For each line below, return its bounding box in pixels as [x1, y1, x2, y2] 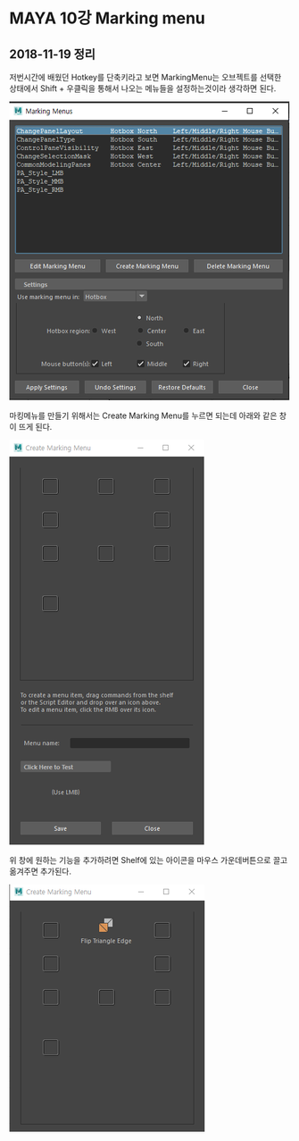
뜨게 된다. [18, 422, 53, 432]
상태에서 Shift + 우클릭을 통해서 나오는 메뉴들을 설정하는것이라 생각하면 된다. [9, 83, 277, 94]
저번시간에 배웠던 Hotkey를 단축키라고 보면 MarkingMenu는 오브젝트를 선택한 [9, 72, 282, 82]
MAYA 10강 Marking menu [9, 8, 205, 29]
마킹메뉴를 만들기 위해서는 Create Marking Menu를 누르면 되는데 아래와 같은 [9, 410, 278, 421]
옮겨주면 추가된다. [9, 866, 72, 877]
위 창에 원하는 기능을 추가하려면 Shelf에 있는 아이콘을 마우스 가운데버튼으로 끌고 [9, 855, 288, 865]
